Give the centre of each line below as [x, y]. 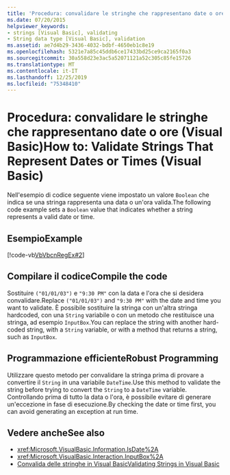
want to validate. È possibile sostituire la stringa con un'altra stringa [102, 308]
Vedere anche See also [56, 433]
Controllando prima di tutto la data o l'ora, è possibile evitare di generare [109, 397]
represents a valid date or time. [51, 217]
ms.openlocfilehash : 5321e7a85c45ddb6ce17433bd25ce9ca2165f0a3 [99, 52]
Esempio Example [45, 239]
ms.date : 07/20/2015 [37, 20]
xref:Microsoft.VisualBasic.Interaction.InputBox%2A [90, 456]
